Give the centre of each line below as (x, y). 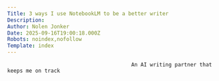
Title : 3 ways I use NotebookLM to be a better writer (88, 13)
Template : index (30, 46)
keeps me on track (34, 71)
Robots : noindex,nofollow (44, 39)
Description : (26, 20)
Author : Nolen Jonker (38, 26)
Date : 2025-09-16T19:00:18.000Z (54, 33)
